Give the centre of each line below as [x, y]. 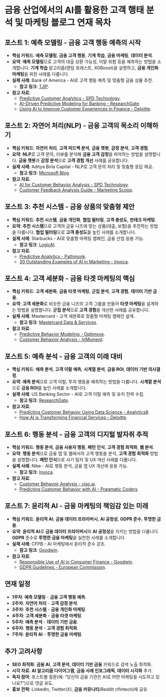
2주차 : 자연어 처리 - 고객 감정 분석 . [45, 603]
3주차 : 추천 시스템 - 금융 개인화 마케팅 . [49, 609]
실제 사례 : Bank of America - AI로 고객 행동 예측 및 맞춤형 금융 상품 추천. [83, 80]
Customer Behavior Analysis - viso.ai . [58, 484]
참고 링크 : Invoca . [37, 472]
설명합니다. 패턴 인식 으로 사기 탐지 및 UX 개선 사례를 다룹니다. [77, 460]
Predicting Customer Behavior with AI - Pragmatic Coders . [79, 489]
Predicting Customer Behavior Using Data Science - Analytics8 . [84, 412]
